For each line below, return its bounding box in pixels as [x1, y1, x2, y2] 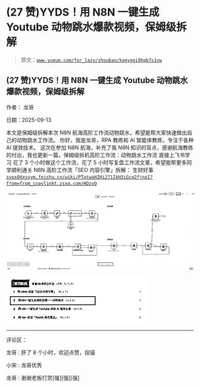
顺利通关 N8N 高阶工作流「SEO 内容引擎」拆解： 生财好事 [11, 166, 154, 173]
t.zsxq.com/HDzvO [54, 180, 97, 186]
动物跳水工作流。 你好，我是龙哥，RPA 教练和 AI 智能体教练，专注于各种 [16, 136, 194, 143]
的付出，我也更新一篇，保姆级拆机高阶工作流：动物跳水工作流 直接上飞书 [6, 151, 185, 158]
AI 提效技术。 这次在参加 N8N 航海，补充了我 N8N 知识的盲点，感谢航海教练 [6, 144, 193, 151]
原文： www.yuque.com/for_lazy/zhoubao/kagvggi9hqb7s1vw [20, 56, 162, 63]
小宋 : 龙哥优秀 [6, 362, 42, 369]
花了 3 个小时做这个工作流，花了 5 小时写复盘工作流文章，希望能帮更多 [12, 159, 187, 166]
